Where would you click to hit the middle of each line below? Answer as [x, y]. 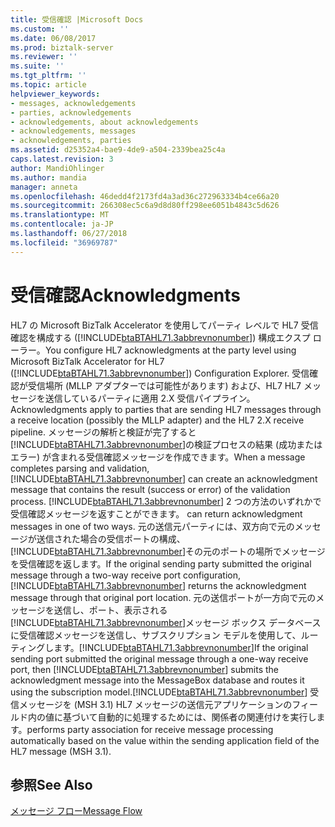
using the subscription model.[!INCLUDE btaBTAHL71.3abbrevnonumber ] [159, 692]
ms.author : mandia [48, 177]
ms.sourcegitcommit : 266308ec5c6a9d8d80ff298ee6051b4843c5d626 [145, 206]
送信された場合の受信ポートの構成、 [111, 538]
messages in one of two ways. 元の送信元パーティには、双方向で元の [152, 526]
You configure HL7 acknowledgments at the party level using [170, 350]
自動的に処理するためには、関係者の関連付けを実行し [207, 717]
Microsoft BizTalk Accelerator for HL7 [87, 361]
